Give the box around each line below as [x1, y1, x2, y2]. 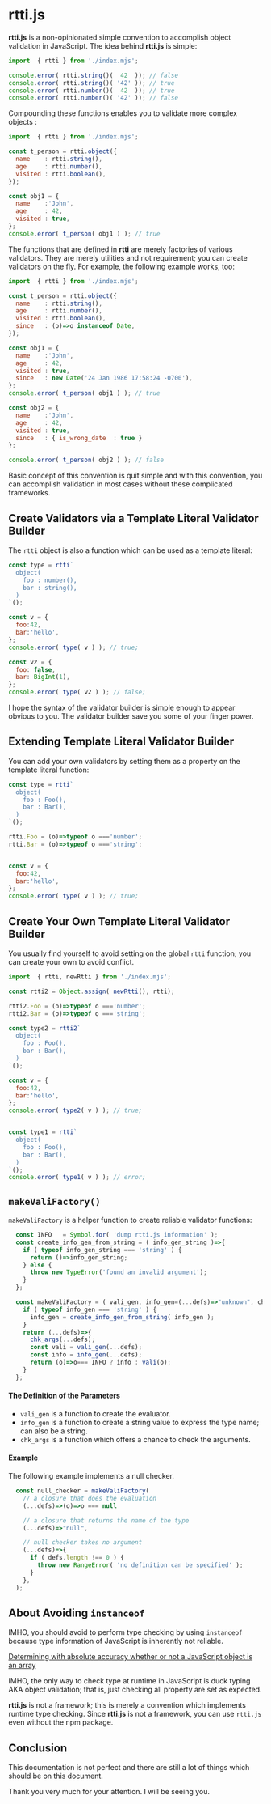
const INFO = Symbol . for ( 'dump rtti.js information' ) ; [15, 1231, 219, 1239]
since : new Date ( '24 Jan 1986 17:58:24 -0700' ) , [15, 374, 194, 382]
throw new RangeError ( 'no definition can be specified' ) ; [37, 1561, 244, 1569]
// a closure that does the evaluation [23, 1494, 157, 1502]
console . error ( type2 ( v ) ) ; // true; [8, 1106, 143, 1114]
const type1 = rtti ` [8, 1128, 78, 1136]
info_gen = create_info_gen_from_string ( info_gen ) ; [29, 1313, 215, 1321]
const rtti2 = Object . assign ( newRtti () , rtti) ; [8, 987, 175, 995]
